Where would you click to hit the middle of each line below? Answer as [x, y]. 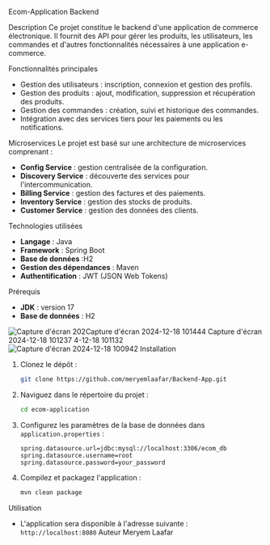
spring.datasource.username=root [76, 455]
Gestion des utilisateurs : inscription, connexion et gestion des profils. [136, 84]
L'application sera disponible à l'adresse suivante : [104, 523]
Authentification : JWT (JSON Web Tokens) [94, 276]
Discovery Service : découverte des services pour [105, 176]
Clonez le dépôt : [49, 364]
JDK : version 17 [47, 307]
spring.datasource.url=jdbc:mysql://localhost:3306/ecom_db [123, 448]
